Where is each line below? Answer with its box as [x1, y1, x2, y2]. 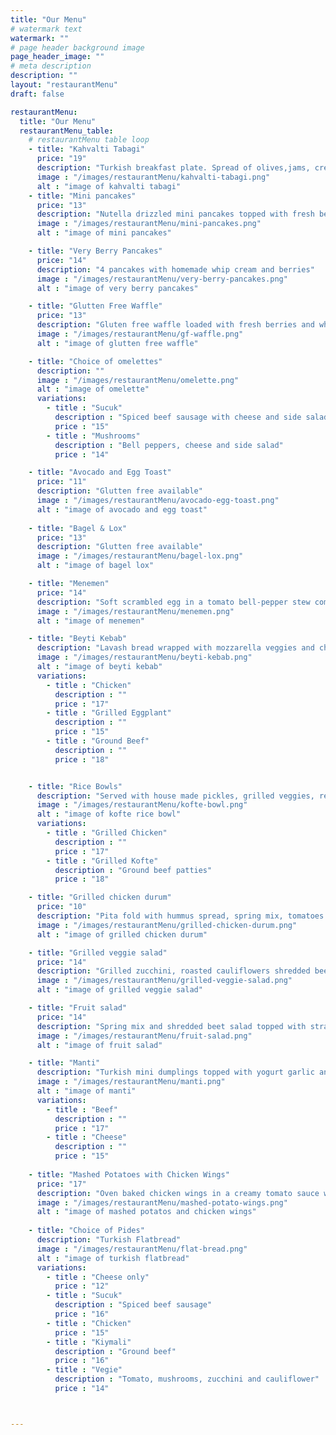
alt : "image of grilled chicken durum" [36, 929, 208, 940]
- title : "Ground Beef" [46, 736, 150, 746]
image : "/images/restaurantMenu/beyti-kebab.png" [36, 652, 253, 663]
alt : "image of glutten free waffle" [36, 338, 199, 348]
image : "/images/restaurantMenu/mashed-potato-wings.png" [36, 1197, 288, 1208]
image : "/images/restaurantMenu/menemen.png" [36, 606, 235, 616]
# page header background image [10, 42, 145, 53]
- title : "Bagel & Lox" [28, 523, 128, 533]
